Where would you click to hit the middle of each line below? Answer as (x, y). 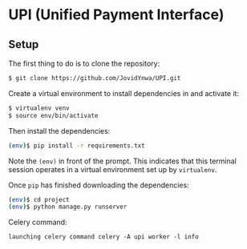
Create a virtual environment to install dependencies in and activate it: (123, 93)
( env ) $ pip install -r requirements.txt (77, 146)
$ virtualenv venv (39, 108)
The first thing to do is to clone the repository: (84, 63)
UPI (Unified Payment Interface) (116, 15)
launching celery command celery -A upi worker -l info (103, 237)
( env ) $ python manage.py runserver (68, 207)
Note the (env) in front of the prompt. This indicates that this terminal (122, 161)
